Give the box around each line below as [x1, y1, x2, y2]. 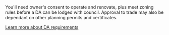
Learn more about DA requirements [5, 24, 79, 30]
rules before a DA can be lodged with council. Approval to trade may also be [5, 9, 164, 15]
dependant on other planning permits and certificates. [5, 15, 118, 20]
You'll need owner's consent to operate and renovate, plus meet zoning [5, 4, 154, 10]
